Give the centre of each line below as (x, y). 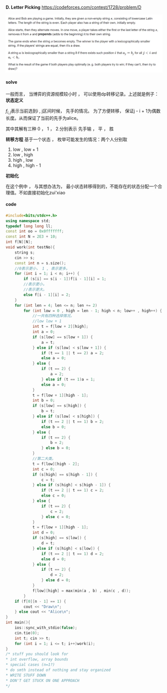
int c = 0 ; (44, 469)
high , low (23, 160)
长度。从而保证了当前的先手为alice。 (43, 118)
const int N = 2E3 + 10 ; (31, 237)
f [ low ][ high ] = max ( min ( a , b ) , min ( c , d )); (82, 591)
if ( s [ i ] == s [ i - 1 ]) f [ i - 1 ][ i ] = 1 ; (65, 279)
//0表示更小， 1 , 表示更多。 (42, 268)
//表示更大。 (35, 290)
